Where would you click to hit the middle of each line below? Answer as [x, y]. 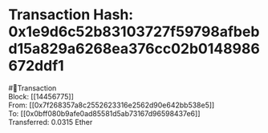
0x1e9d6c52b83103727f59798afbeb [134, 32]
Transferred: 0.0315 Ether [51, 122]
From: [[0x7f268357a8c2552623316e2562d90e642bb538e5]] [112, 105]
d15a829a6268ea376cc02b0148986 [134, 49]
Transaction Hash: [71, 15]
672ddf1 [36, 66]
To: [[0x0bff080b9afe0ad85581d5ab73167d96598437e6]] [104, 113]
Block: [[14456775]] [41, 96]
